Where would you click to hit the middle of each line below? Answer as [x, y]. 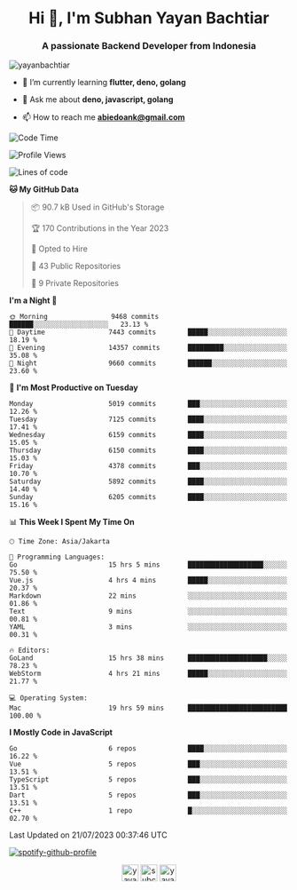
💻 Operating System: [49, 698]
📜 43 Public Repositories [76, 266]
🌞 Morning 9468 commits [84, 317]
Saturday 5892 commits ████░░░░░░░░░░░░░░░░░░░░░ [148, 482]
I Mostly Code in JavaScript [61, 733]
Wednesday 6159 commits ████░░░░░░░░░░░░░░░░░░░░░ [148, 435]
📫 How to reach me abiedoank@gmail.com [103, 117]
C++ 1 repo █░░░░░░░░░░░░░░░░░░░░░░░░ [148, 811]
